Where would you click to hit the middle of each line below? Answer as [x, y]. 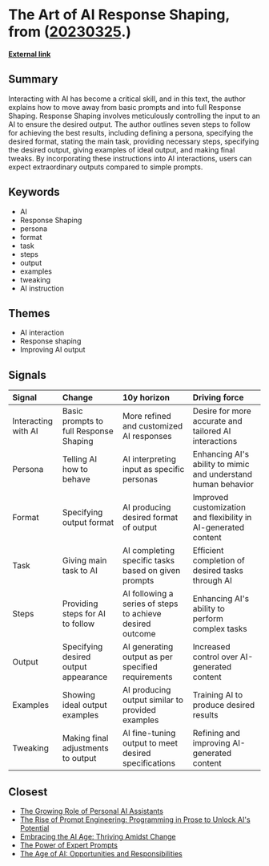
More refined [147, 417]
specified [140, 667]
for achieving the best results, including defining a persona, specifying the [131, 132]
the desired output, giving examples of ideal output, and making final [122, 149]
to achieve [142, 614]
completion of [219, 561]
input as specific [154, 470]
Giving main [84, 561]
